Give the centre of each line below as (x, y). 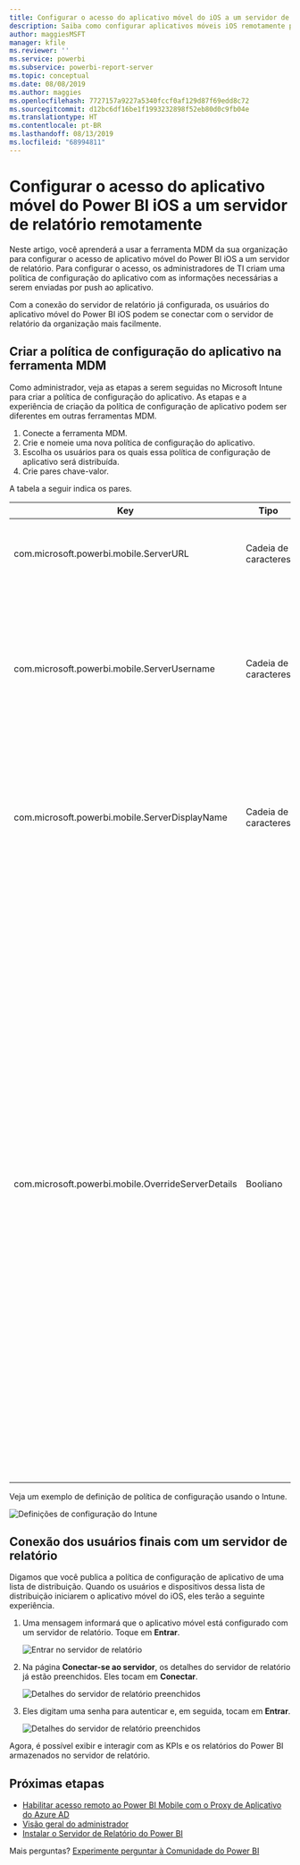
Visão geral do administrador (75, 1824)
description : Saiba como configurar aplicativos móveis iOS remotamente (147, 26)
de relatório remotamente (106, 224)
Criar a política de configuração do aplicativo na (146, 352)
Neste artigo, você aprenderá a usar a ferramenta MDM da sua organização (149, 249)
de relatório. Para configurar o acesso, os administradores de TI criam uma (147, 268)
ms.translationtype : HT (54, 117)
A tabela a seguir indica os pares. (71, 488)
